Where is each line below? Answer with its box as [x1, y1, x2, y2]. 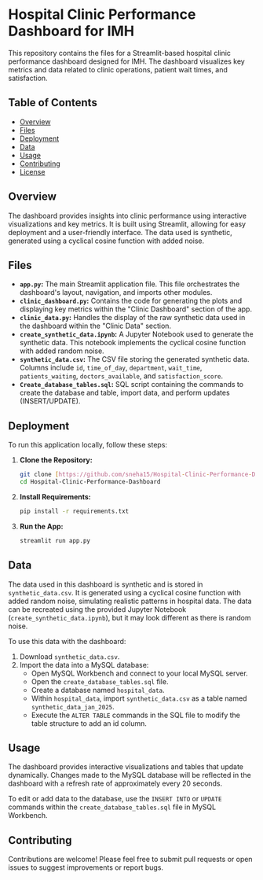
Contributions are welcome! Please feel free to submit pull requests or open [8, 855, 253, 864]
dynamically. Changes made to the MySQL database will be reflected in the [8, 771, 251, 780]
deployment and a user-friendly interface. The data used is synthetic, [8, 227, 233, 237]
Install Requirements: [19, 492, 92, 501]
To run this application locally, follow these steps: [8, 440, 167, 450]
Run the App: [19, 521, 64, 531]
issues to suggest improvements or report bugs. [8, 863, 163, 872]
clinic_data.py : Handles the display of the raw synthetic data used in [19, 313, 246, 322]
